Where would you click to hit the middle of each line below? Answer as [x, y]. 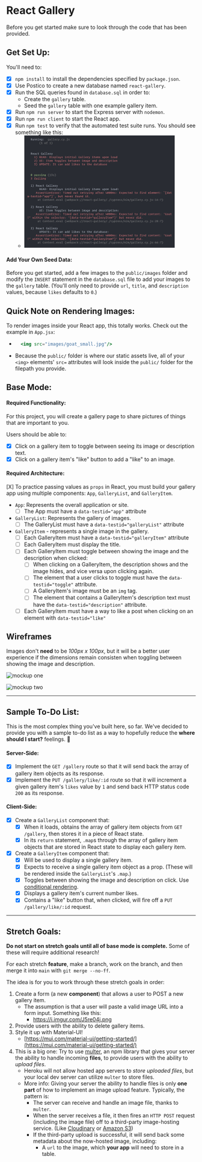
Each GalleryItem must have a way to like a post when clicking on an [109, 611]
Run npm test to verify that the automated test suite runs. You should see [105, 126]
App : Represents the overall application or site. [72, 504]
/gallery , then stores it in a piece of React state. [84, 834]
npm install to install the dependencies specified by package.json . [97, 78]
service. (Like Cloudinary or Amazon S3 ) [83, 1128]
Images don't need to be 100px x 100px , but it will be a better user [88, 651]
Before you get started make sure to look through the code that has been [96, 27]
